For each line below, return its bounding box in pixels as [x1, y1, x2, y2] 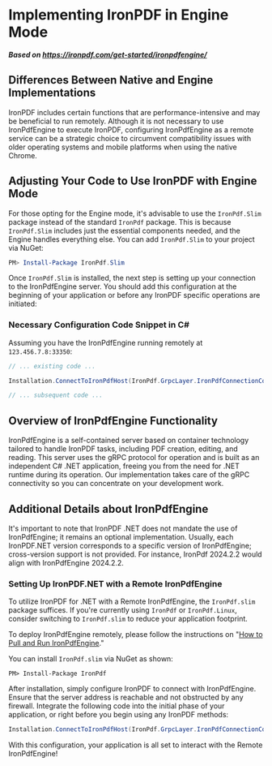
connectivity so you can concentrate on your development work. [8, 479, 224, 488]
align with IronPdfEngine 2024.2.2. [8, 557, 124, 567]
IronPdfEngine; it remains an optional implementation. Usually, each [8, 531, 234, 541]
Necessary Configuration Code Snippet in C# [8, 319, 190, 330]
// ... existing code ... [8, 362, 96, 370]
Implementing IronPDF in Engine [8, 6, 229, 24]
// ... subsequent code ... [8, 391, 104, 399]
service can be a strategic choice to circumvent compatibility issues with [8, 133, 252, 143]
